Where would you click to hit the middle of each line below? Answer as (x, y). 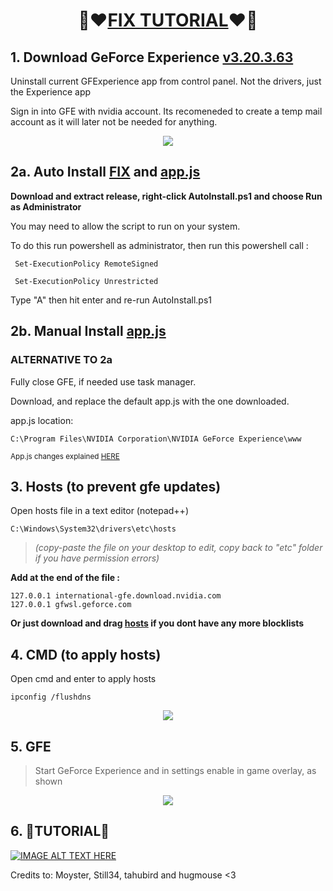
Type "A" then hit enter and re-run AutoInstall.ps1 (111, 300)
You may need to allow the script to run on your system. (125, 226)
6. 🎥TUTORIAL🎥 (60, 831)
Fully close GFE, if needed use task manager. (103, 381)
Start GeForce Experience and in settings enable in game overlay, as (175, 770)
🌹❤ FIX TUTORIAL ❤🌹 (168, 20)
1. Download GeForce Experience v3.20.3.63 (152, 57)
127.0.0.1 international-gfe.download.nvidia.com (116, 596)
